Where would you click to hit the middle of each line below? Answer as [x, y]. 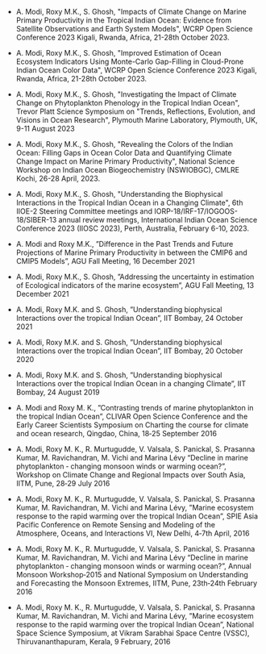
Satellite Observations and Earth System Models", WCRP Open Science [134, 29]
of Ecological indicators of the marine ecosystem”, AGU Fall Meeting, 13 [135, 285]
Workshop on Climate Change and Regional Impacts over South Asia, [131, 475]
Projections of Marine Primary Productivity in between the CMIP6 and [131, 252]
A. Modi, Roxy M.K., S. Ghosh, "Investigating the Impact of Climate [126, 94]
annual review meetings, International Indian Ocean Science [158, 220]
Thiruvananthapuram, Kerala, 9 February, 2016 [93, 642]
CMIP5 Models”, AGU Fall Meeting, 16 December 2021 [105, 261]
